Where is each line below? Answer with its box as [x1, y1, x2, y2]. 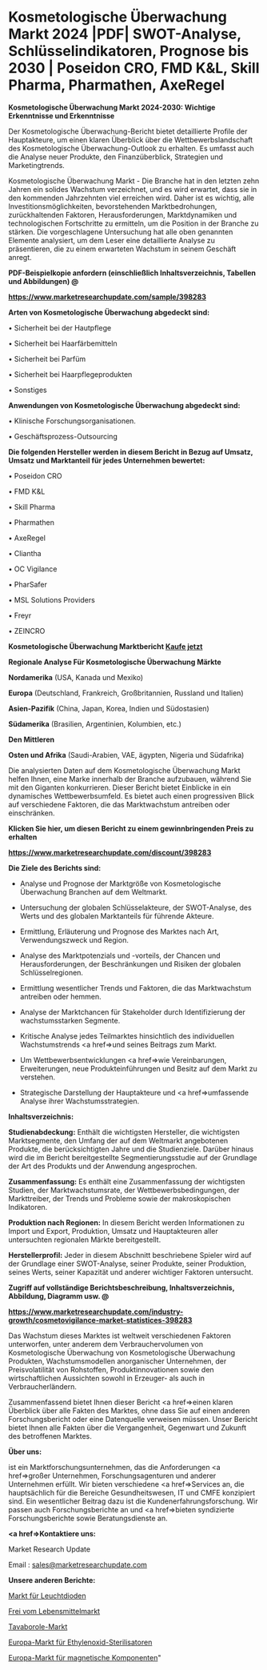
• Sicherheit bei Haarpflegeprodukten [8, 369, 133, 379]
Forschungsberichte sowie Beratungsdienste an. [8, 1513, 168, 1523]
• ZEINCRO [8, 626, 46, 635]
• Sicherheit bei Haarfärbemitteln [8, 338, 118, 348]
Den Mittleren [8, 735, 55, 744]
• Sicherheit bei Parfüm [8, 354, 86, 363]
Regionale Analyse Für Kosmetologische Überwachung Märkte [8, 657, 221, 667]
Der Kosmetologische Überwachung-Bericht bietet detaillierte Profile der [8, 126, 248, 136]
